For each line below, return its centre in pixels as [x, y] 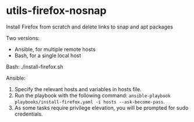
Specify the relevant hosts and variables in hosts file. [78, 89]
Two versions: [23, 38]
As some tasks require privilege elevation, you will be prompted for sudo [101, 107]
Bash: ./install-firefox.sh [35, 67]
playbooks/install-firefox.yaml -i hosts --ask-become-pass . [89, 101]
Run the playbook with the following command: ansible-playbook [92, 95]
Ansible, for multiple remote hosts [55, 49]
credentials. [29, 114]
